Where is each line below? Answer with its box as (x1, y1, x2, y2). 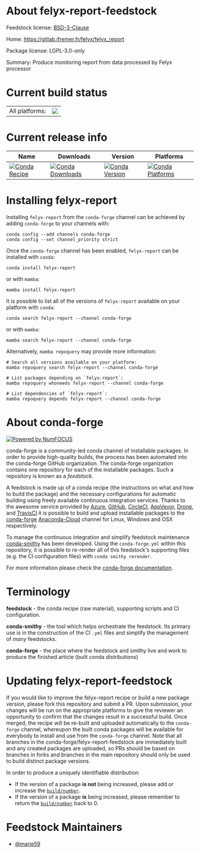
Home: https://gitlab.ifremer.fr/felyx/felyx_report (6, 35, 124, 42)
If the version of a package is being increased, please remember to (14, 793, 180, 800)
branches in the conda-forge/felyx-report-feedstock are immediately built (6, 738, 187, 746)
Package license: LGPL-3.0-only (6, 47, 85, 54)
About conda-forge (6, 415, 104, 429)
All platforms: (9, 106, 46, 115)
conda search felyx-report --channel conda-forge (6, 315, 132, 321)
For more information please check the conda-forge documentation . (6, 564, 174, 571)
